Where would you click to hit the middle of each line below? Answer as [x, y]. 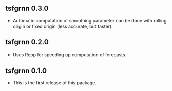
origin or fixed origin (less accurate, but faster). [63, 26]
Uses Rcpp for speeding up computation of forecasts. [70, 54]
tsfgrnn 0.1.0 [26, 71]
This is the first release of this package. [54, 83]
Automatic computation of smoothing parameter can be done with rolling [90, 20]
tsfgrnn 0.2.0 [27, 42]
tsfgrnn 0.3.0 [27, 8]
